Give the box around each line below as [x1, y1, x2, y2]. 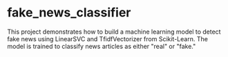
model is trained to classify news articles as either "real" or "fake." [7, 42, 196, 50]
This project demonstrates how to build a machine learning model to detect [7, 27, 221, 36]
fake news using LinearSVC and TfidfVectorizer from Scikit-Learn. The [7, 34, 209, 43]
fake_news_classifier [7, 5, 131, 21]
